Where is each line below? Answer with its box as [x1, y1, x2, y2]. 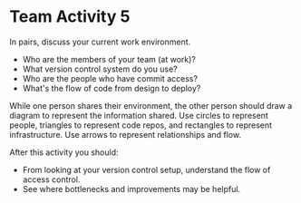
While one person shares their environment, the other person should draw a [9, 100, 293, 111]
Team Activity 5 [9, 6, 131, 27]
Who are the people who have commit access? [22, 72, 198, 83]
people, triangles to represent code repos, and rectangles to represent [9, 120, 273, 130]
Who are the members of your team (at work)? [22, 53, 197, 64]
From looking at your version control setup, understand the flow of [22, 164, 271, 175]
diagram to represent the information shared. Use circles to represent [9, 110, 269, 121]
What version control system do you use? [22, 63, 179, 74]
